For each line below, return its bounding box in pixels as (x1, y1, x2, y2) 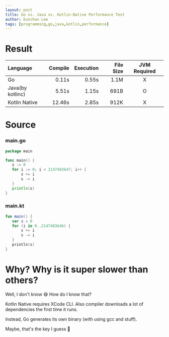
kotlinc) (8, 91, 26, 98)
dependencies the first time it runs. (5, 306, 78, 312)
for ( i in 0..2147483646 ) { (12, 223, 71, 229)
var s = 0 (12, 218, 33, 223)
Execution (74, 65, 99, 72)
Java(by (8, 84, 27, 91)
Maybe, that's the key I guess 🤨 (5, 326, 70, 332)
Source (5, 119, 36, 131)
